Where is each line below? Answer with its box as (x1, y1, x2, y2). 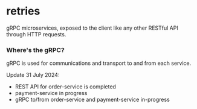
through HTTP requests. (6, 30, 66, 38)
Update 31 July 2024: (6, 71, 60, 79)
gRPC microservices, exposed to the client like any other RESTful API (6, 24, 178, 31)
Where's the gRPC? (6, 45, 65, 54)
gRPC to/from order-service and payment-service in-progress (15, 96, 170, 104)
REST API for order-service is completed (15, 83, 117, 90)
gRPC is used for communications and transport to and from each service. (6, 59, 192, 67)
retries (6, 4, 40, 18)
